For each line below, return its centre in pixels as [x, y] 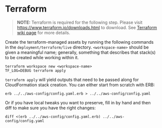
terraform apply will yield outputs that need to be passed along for [72, 80]
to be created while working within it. [42, 57]
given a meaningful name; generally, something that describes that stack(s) [81, 52]
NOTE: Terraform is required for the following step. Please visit [80, 22]
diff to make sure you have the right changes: [50, 108]
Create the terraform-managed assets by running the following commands [79, 42]
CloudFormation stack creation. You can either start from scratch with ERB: [80, 85]
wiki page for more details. [43, 32]
